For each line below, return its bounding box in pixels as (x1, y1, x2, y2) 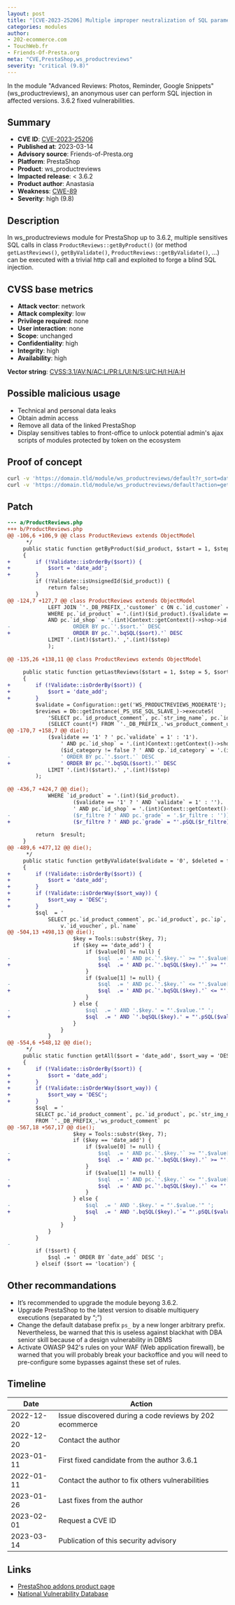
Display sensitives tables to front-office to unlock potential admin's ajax (17, 428, 224, 437)
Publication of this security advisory (58, 1536, 177, 1546)
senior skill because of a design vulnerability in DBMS (17, 1335, 173, 1343)
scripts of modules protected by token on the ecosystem (17, 436, 181, 444)
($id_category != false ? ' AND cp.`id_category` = (60, 746, 215, 754)
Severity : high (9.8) (17, 194, 75, 203)
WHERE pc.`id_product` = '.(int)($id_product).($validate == (48, 610, 230, 618)
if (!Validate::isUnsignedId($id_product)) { (35, 578, 171, 585)
